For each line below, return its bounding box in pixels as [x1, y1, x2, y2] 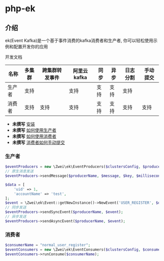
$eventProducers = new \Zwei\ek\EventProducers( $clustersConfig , [5, 165, 141, 169]
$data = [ [5, 182, 25, 187]
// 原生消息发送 [5, 169, 34, 174]
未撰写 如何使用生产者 [12, 127, 57, 133]
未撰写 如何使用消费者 [12, 133, 57, 139]
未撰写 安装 [12, 121, 35, 127]
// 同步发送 [5, 205, 27, 210]
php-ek [5, 3, 36, 14]
